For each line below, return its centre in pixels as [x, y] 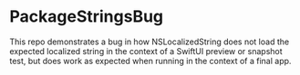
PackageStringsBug [87, 17]
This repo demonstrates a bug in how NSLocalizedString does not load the [150, 42]
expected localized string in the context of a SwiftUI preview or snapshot [146, 51]
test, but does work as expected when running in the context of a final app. [150, 61]
